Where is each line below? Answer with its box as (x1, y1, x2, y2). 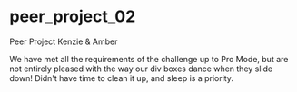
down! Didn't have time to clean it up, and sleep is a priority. (9, 72, 234, 83)
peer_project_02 (9, 6, 136, 27)
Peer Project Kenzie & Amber (9, 36, 118, 47)
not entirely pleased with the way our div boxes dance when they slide (9, 63, 273, 74)
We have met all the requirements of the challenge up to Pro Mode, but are (9, 53, 289, 64)
